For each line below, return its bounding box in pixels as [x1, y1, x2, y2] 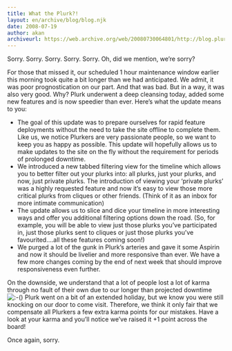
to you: [7, 105, 28, 113]
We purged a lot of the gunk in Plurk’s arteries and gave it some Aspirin [17, 243, 220, 252]
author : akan [7, 29, 45, 37]
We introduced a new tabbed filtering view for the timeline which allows [17, 162, 221, 171]
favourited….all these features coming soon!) [17, 236, 145, 244]
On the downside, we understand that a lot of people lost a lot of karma [7, 278, 210, 287]
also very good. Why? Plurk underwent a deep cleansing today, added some [7, 91, 224, 99]
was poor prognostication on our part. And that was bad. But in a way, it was [7, 83, 225, 91]
